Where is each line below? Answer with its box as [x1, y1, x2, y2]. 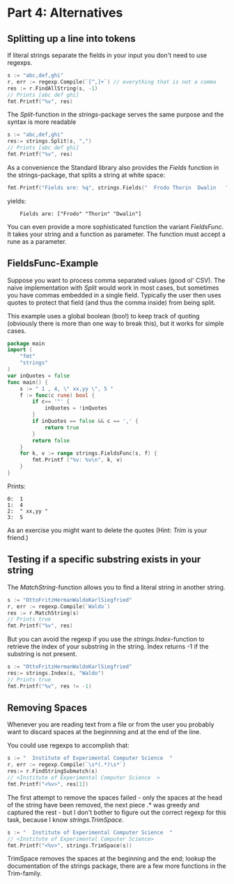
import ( [7, 346, 33, 353]
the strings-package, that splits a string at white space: [7, 171, 166, 179]
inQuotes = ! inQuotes [44, 405, 108, 412]
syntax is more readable [7, 118, 77, 126]
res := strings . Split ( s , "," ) [7, 138, 92, 145]
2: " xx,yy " [7, 507, 49, 515]
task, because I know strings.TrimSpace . [7, 815, 124, 823]
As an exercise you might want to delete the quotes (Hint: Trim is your [7, 526, 208, 534]
